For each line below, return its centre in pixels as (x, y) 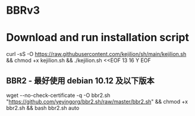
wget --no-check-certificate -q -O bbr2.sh (58, 95)
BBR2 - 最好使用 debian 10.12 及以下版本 (80, 81)
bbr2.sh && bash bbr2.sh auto (43, 108)
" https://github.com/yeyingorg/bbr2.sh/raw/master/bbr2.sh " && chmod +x (97, 101)
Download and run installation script (97, 38)
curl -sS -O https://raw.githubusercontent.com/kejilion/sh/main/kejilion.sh (96, 54)
